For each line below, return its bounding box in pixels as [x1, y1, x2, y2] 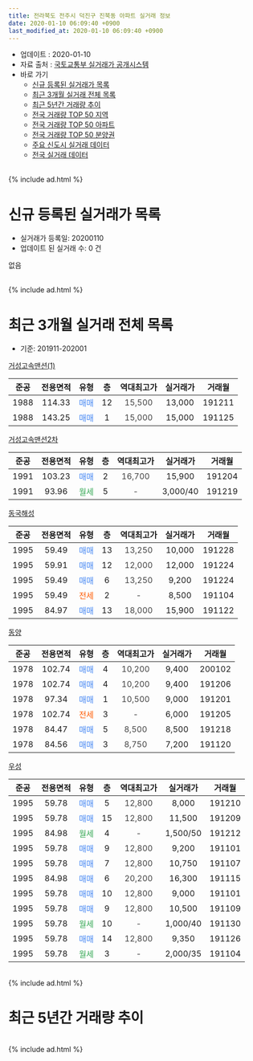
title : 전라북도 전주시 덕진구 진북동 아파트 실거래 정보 [8, 11, 171, 20]
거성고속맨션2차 [8, 435, 59, 444]
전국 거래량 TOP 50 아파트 [31, 120, 115, 129]
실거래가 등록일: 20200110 [19, 234, 104, 243]
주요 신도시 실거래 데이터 [31, 140, 110, 149]
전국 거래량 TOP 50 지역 [31, 110, 108, 120]
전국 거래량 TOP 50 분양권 [31, 130, 115, 140]
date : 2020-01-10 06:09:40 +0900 [8, 19, 120, 27]
